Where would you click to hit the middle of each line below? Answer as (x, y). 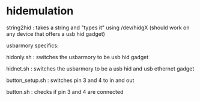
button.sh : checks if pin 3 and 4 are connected (65, 91)
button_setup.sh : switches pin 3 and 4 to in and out (70, 80)
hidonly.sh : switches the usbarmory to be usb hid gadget (77, 57)
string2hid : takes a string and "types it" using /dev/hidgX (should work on (98, 27)
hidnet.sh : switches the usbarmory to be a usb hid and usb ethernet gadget (100, 68)
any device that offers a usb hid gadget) (56, 33)
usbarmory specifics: (32, 45)
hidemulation (40, 11)
